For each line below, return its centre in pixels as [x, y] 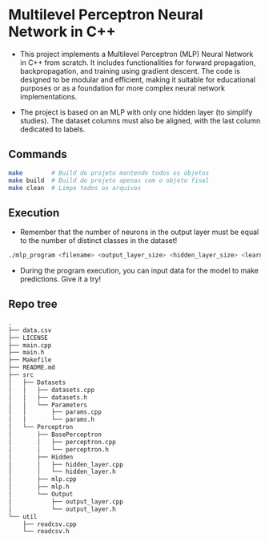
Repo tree [33, 304]
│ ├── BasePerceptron [55, 435]
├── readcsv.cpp [50, 524]
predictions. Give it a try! [60, 279]
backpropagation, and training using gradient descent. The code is [130, 71]
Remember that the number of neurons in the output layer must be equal [139, 232]
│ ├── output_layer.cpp [66, 502]
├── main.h [26, 353]
